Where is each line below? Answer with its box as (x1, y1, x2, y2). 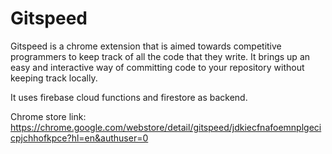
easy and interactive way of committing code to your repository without (10, 61, 305, 73)
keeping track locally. (10, 72, 98, 84)
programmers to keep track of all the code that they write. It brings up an (10, 50, 311, 62)
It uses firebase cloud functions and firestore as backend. (10, 91, 248, 103)
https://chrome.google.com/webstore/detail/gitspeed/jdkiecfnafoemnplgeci (10, 121, 322, 133)
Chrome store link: (10, 110, 87, 122)
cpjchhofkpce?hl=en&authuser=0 (10, 132, 149, 144)
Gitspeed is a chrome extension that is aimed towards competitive (10, 40, 282, 52)
